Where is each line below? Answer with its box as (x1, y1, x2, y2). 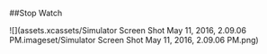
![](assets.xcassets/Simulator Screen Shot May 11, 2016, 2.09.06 (9, 25, 247, 35)
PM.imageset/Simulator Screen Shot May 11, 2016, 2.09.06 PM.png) (9, 35, 259, 45)
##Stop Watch (9, 8, 63, 18)
